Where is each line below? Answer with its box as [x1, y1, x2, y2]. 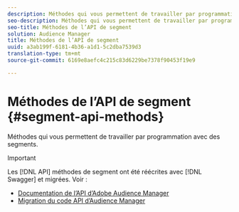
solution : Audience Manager [7, 30, 91, 38]
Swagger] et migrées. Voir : [7, 175, 87, 184]
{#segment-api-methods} [7, 108, 165, 124]
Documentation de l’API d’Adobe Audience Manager [17, 189, 169, 197]
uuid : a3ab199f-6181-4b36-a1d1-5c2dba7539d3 [7, 43, 142, 51]
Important [7, 154, 36, 162]
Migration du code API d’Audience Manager [17, 196, 146, 205]
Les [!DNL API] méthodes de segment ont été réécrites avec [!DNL [7, 167, 203, 176]
